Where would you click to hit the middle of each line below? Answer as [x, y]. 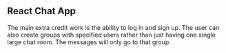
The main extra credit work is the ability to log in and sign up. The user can [113, 27]
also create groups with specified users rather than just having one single [111, 35]
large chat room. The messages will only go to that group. [89, 42]
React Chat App [42, 11]
